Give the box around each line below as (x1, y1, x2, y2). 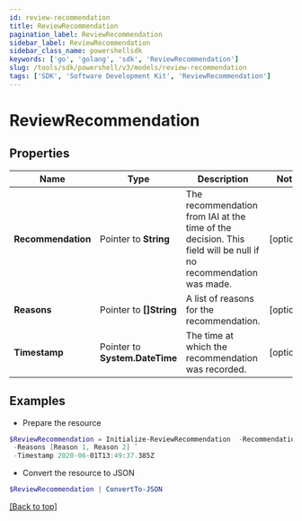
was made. (185, 278, 232, 290)
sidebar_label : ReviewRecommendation (9, 38, 151, 48)
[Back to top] (9, 501, 58, 512)
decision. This (185, 233, 245, 245)
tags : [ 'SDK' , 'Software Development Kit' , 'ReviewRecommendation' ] (9, 72, 271, 81)
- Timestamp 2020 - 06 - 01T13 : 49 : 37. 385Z (13, 451, 155, 461)
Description (197, 172, 249, 185)
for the (185, 303, 214, 315)
